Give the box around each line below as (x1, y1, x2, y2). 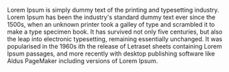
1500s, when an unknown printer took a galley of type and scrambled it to (7, 21, 215, 28)
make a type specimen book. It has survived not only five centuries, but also (7, 27, 223, 36)
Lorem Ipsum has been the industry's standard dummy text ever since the (7, 13, 216, 21)
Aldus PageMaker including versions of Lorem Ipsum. (7, 57, 158, 64)
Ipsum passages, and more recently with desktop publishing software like (7, 49, 215, 58)
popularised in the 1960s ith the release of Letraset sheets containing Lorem (7, 43, 223, 50)
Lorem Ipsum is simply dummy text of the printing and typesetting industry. (7, 6, 219, 14)
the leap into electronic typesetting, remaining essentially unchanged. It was (7, 35, 223, 43)
